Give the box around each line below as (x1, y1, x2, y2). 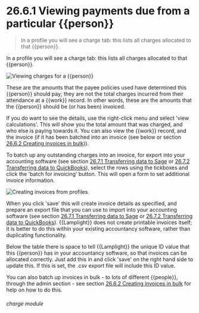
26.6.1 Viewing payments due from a (6, 4, 190, 18)
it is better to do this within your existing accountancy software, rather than (6, 225, 191, 232)
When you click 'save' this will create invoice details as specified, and (6, 200, 177, 207)
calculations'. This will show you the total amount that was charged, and (6, 120, 183, 128)
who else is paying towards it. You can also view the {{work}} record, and (6, 127, 186, 134)
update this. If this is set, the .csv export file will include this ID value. (6, 262, 176, 269)
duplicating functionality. (6, 231, 67, 238)
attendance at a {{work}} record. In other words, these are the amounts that (6, 97, 192, 104)
